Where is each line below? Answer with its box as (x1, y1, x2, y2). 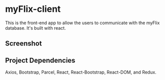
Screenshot (5, 40, 42, 48)
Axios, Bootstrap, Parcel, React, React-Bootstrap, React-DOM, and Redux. (5, 69, 157, 75)
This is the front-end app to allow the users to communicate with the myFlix (5, 20, 160, 26)
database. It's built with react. (5, 25, 66, 31)
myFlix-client (5, 3, 61, 15)
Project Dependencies (5, 56, 76, 65)
